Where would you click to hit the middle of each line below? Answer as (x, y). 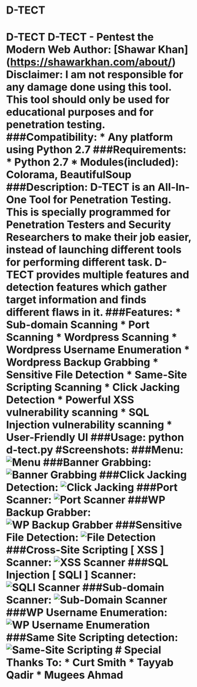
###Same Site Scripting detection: (92, 638)
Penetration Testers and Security (89, 225)
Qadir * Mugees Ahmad (65, 675)
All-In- (173, 187)
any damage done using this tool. (89, 87)
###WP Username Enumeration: (87, 613)
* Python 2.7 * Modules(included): (93, 162)
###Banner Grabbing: (97, 462)
